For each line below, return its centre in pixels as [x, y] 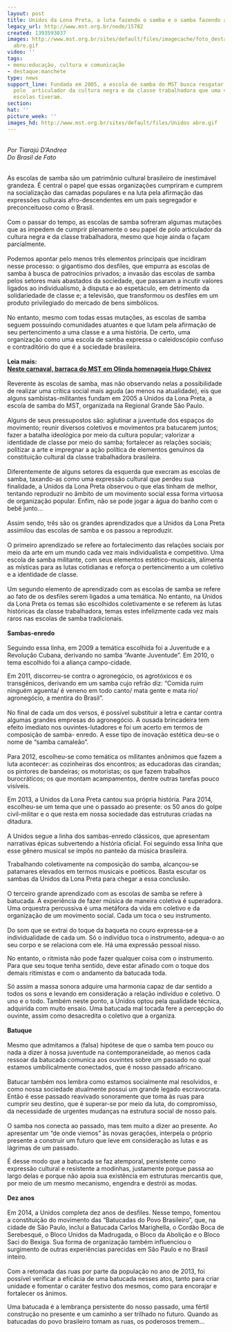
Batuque [20, 1030]
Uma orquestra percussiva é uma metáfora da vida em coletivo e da [104, 908]
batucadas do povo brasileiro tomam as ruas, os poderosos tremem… [106, 1321]
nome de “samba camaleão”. [48, 742]
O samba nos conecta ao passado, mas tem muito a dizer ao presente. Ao [112, 1125]
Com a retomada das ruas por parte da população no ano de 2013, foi [106, 1271]
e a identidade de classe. [43, 574]
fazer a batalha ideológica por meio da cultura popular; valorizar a [101, 435]
